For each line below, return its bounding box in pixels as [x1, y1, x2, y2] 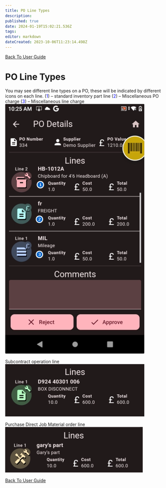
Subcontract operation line [5, 359, 59, 365]
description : [5, 13, 32, 18]
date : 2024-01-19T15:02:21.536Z [5, 24, 72, 29]
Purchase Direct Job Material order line [5, 421, 85, 427]
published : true [5, 18, 39, 23]
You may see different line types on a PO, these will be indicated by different [5, 88, 161, 94]
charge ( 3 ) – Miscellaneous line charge [5, 98, 85, 104]
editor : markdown [5, 34, 41, 39]
